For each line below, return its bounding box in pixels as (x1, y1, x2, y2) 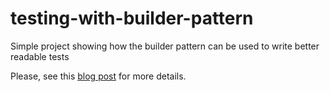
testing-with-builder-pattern (10, 7, 254, 30)
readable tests (10, 50, 70, 62)
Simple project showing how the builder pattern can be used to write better (10, 40, 320, 52)
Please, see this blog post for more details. (10, 70, 187, 82)
